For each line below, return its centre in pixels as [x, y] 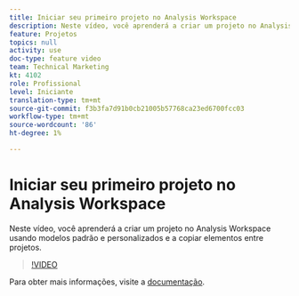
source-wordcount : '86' [53, 125]
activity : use [36, 51]
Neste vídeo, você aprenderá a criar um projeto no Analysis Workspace [140, 228]
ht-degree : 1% [36, 133]
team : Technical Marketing [59, 68]
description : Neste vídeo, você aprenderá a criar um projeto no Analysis [151, 26]
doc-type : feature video [55, 59]
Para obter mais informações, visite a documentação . [107, 282]
